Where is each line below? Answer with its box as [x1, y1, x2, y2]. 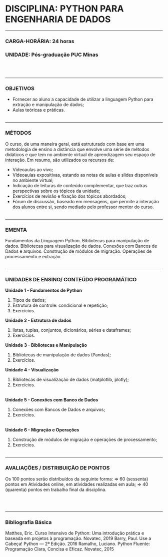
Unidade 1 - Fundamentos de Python [5, 287, 82, 293]
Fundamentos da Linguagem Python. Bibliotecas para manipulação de [5, 238, 149, 244]
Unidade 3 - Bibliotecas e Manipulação [5, 342, 87, 348]
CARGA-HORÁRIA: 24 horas [5, 38, 74, 45]
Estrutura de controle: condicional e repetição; [12, 302, 108, 308]
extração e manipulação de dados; [12, 102, 84, 108]
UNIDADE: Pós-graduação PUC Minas [5, 51, 98, 58]
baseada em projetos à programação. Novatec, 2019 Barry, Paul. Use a [5, 535, 151, 541]
